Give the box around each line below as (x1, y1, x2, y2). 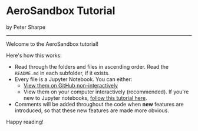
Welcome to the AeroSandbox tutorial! (6, 40, 99, 48)
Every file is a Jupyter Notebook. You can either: (14, 75, 133, 83)
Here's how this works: (6, 52, 62, 59)
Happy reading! (6, 118, 44, 125)
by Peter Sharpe (6, 23, 46, 31)
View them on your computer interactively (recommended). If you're (23, 88, 189, 95)
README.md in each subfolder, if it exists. (14, 69, 110, 76)
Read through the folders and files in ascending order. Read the (14, 63, 169, 70)
